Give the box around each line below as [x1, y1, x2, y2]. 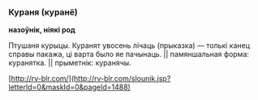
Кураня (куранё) [8, 7, 79, 18]
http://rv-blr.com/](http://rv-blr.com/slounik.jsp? [11, 74, 171, 84]
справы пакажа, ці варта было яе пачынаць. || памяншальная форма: [8, 50, 250, 59]
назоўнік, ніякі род [8, 25, 75, 35]
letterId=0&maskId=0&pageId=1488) [8, 82, 131, 92]
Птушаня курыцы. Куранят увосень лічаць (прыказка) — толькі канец [8, 41, 250, 50]
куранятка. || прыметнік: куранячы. [8, 58, 131, 67]
